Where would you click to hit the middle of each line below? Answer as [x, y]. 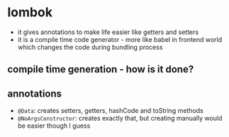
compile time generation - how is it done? [101, 69]
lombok [30, 12]
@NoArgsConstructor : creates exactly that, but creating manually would [120, 119]
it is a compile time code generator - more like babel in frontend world [120, 39]
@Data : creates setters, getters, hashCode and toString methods [111, 111]
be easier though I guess [54, 126]
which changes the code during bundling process [90, 47]
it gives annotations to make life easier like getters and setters [108, 32]
